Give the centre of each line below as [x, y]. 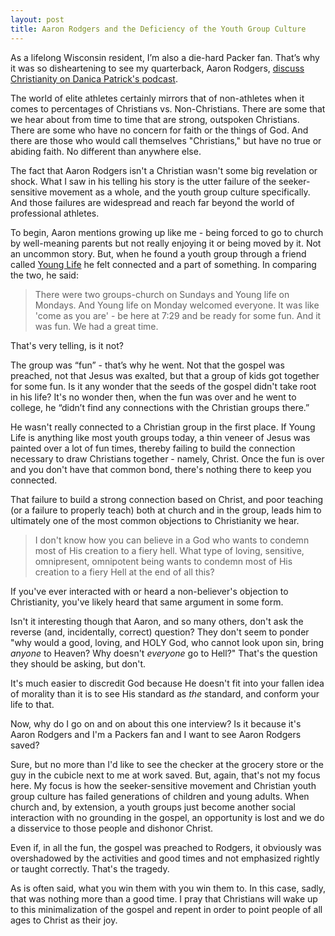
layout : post [37, 19]
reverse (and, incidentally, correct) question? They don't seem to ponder [160, 632]
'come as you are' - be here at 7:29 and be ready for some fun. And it [178, 315]
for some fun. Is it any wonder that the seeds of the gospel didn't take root [163, 386]
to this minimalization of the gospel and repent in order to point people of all [166, 909]
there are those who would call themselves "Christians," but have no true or [166, 140]
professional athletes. [55, 213]
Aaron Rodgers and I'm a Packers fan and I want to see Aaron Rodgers [156, 734]
